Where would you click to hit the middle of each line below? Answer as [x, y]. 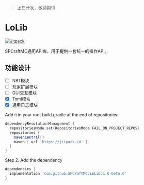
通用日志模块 [25, 105]
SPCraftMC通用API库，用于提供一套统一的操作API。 [57, 51]
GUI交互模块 [24, 92]
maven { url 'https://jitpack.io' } [51, 142]
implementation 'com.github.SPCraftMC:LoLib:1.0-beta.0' [68, 174]
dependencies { [20, 169]
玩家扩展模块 [25, 87]
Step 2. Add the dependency [34, 160]
